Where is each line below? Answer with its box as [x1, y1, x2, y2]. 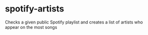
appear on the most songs [5, 24, 57, 30]
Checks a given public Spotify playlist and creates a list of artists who [5, 19, 143, 25]
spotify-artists [5, 3, 64, 14]
